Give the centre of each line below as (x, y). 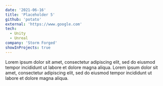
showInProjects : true (28, 48)
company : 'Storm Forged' (31, 43)
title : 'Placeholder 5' (30, 15)
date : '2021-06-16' (26, 10)
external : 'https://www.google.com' (44, 24)
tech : (11, 29)
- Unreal (19, 38)
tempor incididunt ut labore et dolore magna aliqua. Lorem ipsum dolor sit (82, 67)
